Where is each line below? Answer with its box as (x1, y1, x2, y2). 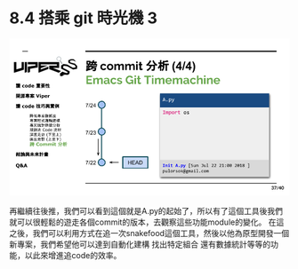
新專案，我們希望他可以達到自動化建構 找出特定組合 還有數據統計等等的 (9, 239, 271, 249)
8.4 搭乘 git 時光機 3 (9, 8, 158, 28)
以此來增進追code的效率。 (24, 250, 122, 261)
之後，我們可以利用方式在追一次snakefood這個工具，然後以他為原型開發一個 (9, 228, 290, 239)
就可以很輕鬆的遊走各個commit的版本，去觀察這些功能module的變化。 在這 (9, 217, 285, 227)
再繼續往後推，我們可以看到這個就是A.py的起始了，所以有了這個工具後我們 (9, 206, 283, 217)
